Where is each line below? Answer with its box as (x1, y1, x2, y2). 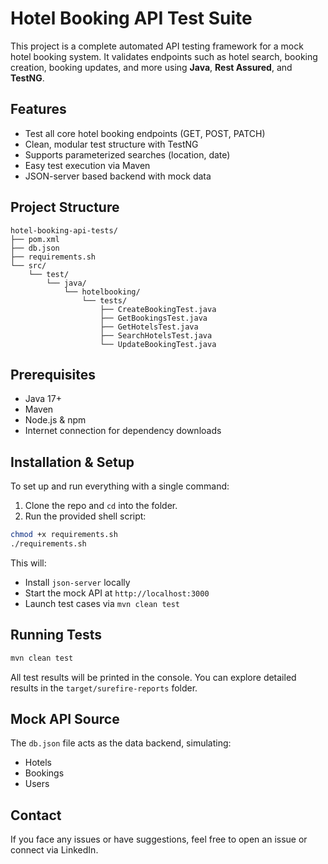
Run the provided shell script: (24, 510, 147, 522)
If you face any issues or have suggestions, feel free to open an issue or (10, 833, 308, 846)
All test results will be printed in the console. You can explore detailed (10, 671, 297, 683)
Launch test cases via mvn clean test (24, 597, 181, 609)
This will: (10, 557, 47, 569)
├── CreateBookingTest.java (99, 304, 217, 314)
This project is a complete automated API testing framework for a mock (10, 40, 304, 52)
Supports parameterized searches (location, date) (24, 148, 231, 161)
